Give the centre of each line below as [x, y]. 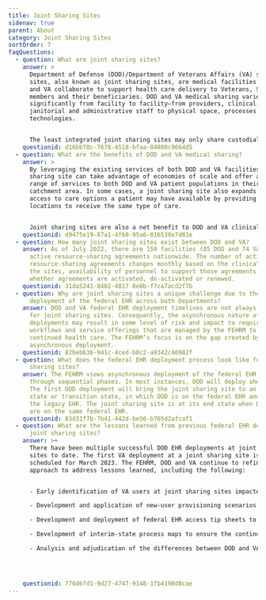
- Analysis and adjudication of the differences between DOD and [139, 549]
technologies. [53, 119]
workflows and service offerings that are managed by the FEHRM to [143, 330]
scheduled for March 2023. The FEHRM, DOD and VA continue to [134, 463]
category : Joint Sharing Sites [60, 38]
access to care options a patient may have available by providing [143, 199]
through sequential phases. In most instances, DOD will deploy [137, 382]
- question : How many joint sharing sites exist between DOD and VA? [132, 242]
